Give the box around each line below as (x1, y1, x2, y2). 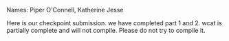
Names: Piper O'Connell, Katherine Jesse (6, 6, 124, 14)
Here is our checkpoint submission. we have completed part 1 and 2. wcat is (6, 19, 222, 27)
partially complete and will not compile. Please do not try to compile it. (6, 27, 206, 34)
